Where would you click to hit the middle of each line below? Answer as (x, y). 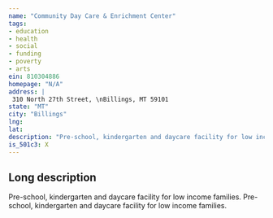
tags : (17, 24)
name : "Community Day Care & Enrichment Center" (92, 16)
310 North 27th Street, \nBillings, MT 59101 (90, 99)
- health (23, 39)
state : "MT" (28, 107)
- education (28, 31)
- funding (25, 54)
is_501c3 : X (28, 144)
